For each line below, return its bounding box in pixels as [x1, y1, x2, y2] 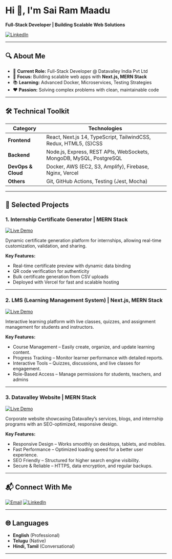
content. [12, 349, 31, 355]
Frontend [8, 136, 31, 144]
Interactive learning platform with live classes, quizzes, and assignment [5, 318, 156, 325]
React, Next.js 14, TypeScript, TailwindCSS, [46, 133, 151, 141]
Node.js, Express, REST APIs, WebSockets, [46, 148, 149, 155]
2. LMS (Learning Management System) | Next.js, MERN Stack [5, 297, 163, 304]
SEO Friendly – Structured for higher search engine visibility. [12, 457, 140, 463]
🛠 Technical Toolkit [5, 107, 70, 116]
